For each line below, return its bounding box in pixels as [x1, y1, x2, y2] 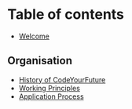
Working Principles [18, 83, 80, 93]
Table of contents [7, 5, 125, 24]
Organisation [7, 54, 72, 67]
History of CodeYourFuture [18, 74, 106, 84]
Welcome [18, 31, 50, 41]
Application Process [18, 92, 84, 101]
